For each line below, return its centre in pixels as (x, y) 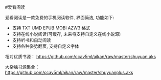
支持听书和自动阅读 (32, 40)
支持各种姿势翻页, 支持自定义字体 (46, 46)
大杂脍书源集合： (22, 67)
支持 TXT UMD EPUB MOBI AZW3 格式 (51, 28)
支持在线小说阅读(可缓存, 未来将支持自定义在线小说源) (66, 34)
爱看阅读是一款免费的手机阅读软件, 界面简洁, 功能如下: (59, 18)
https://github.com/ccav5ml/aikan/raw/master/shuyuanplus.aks (69, 72)
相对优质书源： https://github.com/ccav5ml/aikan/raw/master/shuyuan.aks (80, 57)
